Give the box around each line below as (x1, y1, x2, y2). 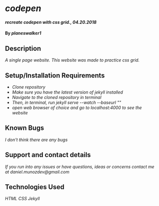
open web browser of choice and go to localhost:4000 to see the (12, 105, 142, 111)
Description (5, 44, 41, 52)
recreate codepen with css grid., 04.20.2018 (5, 19, 97, 25)
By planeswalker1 (5, 30, 42, 36)
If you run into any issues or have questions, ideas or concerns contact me (5, 163, 155, 170)
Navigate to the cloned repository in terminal (12, 95, 101, 100)
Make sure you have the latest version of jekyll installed (12, 89, 123, 95)
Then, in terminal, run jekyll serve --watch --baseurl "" (12, 100, 122, 105)
